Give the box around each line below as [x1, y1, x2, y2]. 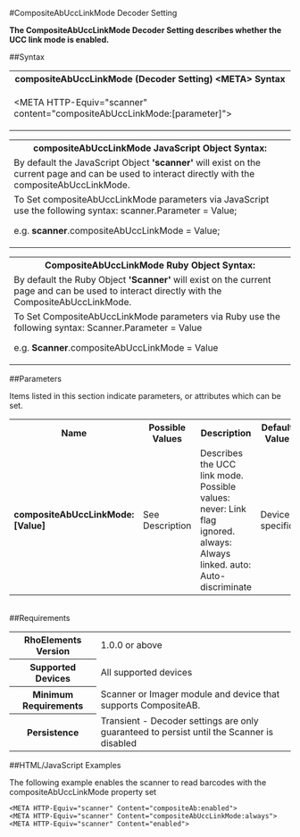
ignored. [200, 526, 235, 537]
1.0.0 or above [100, 639, 162, 651]
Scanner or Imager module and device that [100, 688, 279, 700]
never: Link [200, 503, 247, 515]
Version [35, 645, 70, 657]
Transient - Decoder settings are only [100, 714, 259, 726]
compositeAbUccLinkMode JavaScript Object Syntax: [32, 142, 268, 154]
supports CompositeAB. [100, 700, 201, 711]
